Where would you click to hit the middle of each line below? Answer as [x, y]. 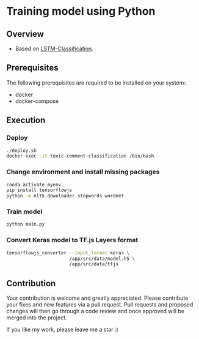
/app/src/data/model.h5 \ [102, 259]
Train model [24, 211]
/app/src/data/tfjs [94, 264]
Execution [26, 120]
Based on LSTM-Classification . [54, 48]
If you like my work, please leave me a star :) [63, 330]
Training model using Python [81, 11]
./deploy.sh [21, 150]
